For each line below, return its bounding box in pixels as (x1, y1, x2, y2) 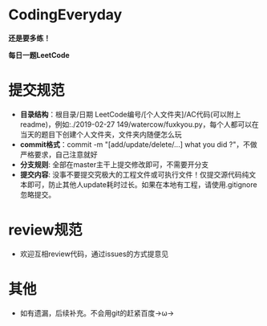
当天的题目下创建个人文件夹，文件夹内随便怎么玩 (19, 129, 182, 139)
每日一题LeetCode (8, 50, 70, 59)
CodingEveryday (8, 6, 123, 24)
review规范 (8, 221, 83, 239)
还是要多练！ (8, 33, 51, 43)
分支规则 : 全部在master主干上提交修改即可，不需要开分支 (19, 159, 209, 169)
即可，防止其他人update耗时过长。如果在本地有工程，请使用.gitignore (26, 179, 258, 189)
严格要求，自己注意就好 (19, 149, 98, 159)
